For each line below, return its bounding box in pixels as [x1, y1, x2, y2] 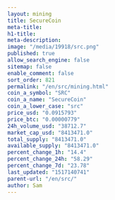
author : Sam [7, 182, 42, 189]
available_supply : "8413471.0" [7, 143, 99, 150]
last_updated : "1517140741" [7, 168, 90, 176]
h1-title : [7, 30, 37, 38]
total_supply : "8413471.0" [7, 135, 87, 143]
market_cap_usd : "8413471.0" [7, 129, 93, 136]
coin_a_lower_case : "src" [7, 103, 83, 110]
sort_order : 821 [7, 76, 55, 84]
